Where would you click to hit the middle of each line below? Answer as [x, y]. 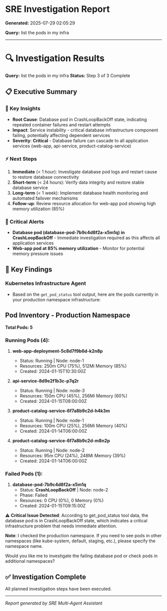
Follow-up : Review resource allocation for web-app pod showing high [84, 203]
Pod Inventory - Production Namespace [68, 315]
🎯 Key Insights [23, 109]
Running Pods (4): [27, 340]
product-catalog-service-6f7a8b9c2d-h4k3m [61, 411]
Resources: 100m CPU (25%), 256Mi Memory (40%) [74, 426]
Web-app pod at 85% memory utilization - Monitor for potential [79, 248]
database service [30, 187]
